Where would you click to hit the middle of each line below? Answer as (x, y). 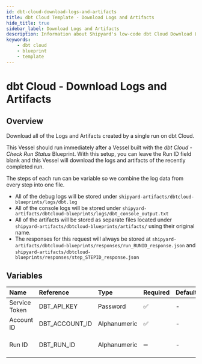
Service (20, 303)
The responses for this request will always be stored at (83, 239)
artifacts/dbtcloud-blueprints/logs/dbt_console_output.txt (92, 214)
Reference (54, 292)
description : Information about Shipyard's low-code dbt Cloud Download (99, 34)
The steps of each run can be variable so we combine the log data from (95, 178)
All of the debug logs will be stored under (66, 196)
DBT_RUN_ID (57, 345)
